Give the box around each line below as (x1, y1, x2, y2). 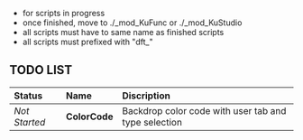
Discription (121, 89, 171, 102)
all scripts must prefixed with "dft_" (22, 36, 153, 47)
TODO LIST (9, 62, 73, 78)
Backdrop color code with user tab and (121, 104, 287, 117)
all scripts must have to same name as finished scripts (22, 27, 225, 37)
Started (14, 116, 46, 128)
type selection (121, 116, 183, 128)
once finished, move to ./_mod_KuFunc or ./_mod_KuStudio (22, 17, 243, 28)
